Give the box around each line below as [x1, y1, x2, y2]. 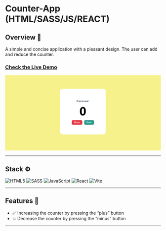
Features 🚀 [5, 197, 39, 205]
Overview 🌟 [5, 33, 41, 41]
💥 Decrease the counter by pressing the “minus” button [12, 215, 126, 221]
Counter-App [5, 3, 61, 14]
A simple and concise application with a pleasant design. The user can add [5, 46, 158, 52]
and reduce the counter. [5, 51, 54, 57]
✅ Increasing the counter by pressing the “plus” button [12, 210, 124, 216]
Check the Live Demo [5, 64, 58, 71]
